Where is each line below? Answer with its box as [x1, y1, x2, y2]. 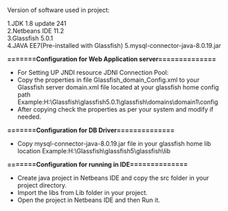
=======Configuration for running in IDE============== [7, 160, 188, 169]
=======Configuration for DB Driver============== [7, 126, 175, 134]
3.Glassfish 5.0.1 [7, 34, 54, 42]
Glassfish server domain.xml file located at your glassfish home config [17, 83, 219, 91]
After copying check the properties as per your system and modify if [17, 105, 214, 113]
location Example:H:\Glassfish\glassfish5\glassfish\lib [17, 147, 171, 155]
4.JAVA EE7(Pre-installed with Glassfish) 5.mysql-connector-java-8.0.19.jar [7, 42, 222, 49]
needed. [17, 112, 42, 121]
